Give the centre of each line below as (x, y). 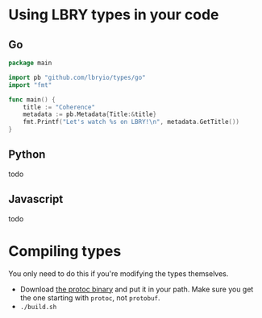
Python (27, 155)
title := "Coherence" (59, 107)
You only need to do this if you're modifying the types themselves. (119, 273)
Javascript (36, 199)
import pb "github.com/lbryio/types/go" (77, 77)
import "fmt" (30, 85)
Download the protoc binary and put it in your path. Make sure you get (137, 289)
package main (30, 63)
